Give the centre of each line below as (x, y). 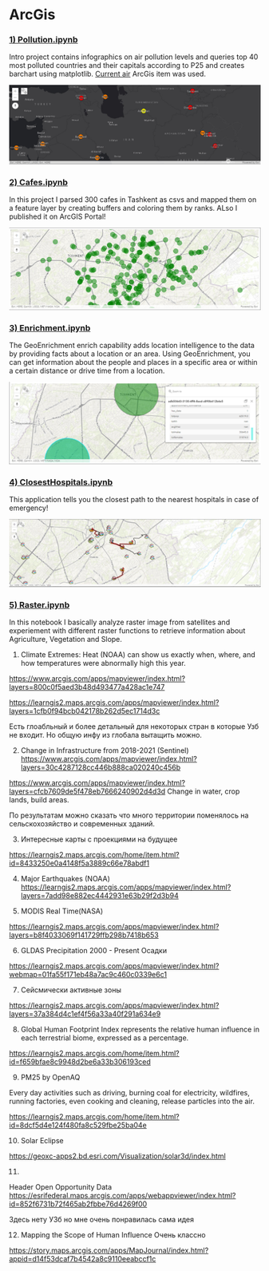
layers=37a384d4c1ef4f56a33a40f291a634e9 (85, 1014)
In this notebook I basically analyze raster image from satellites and (120, 622)
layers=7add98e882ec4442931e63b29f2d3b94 (99, 896)
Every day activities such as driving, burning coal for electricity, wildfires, (130, 1093)
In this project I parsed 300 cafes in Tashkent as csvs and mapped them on (133, 199)
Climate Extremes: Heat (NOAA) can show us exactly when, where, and (138, 655)
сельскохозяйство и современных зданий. (82, 824)
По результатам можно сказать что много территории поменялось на (129, 815)
